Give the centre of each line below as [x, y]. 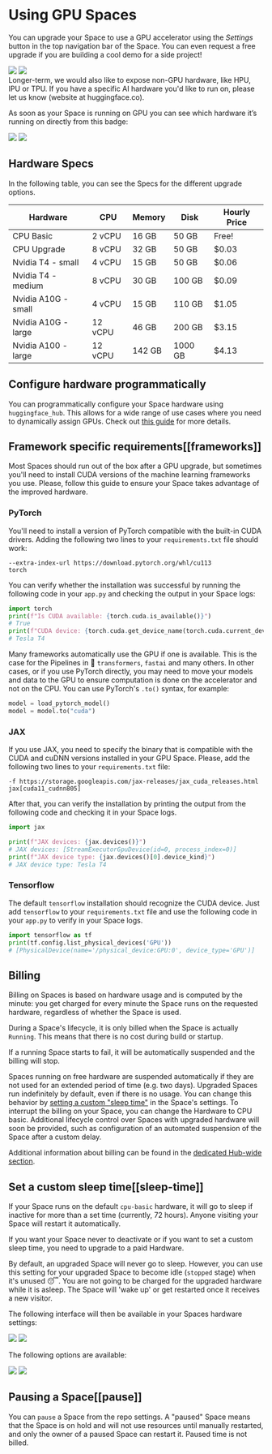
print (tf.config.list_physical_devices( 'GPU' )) [90, 943]
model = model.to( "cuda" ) [52, 711]
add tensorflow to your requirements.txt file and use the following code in [133, 911]
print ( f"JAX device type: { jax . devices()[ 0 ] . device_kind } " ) [112, 857]
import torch [30, 609]
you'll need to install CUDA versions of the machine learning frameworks [130, 475]
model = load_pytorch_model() [59, 703]
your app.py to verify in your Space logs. [76, 920]
